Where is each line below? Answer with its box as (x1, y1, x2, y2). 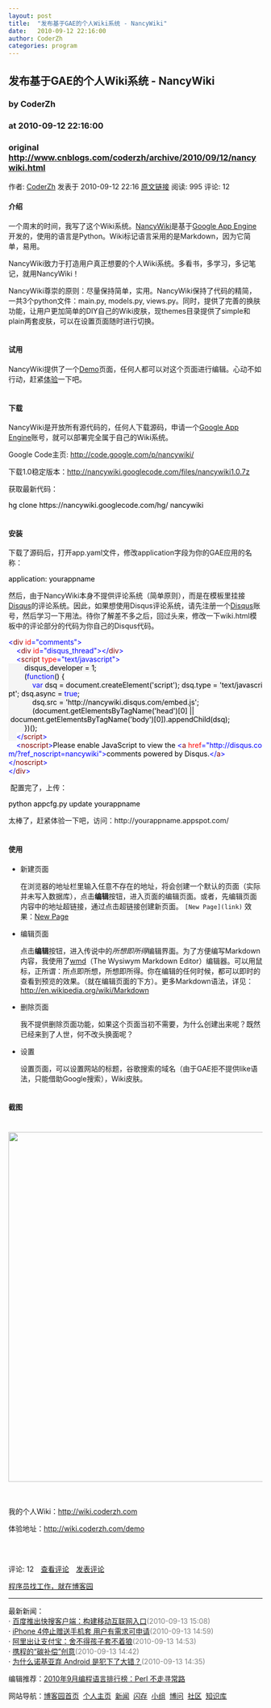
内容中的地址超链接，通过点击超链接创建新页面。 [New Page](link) (19, 901, 244, 911)
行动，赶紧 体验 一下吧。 (8, 374, 86, 384)
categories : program (8, 42, 78, 50)
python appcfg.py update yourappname (8, 799, 141, 809)
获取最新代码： (8, 484, 58, 494)
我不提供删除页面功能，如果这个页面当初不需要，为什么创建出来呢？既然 (19, 1019, 261, 1029)
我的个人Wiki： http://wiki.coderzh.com (8, 1506, 138, 1516)
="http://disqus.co (201, 741, 262, 750)
